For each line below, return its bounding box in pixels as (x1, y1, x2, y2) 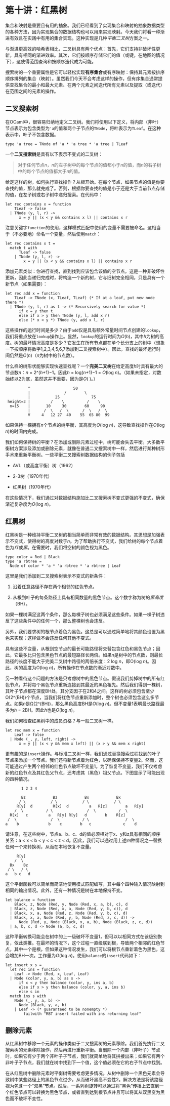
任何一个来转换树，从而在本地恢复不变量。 (5, 843, 94, 849)
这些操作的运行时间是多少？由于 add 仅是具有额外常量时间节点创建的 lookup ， (5, 327, 163, 333)
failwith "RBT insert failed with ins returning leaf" (23, 1011, 142, 1016)
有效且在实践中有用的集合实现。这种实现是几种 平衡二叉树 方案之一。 (9, 35, 152, 41)
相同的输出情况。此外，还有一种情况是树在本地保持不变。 (5, 887, 125, 893)
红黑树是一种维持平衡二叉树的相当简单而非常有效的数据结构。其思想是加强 (5, 531, 160, 538)
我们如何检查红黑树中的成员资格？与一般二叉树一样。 (5, 717, 116, 724)
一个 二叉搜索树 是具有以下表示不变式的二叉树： (5, 151, 103, 157)
